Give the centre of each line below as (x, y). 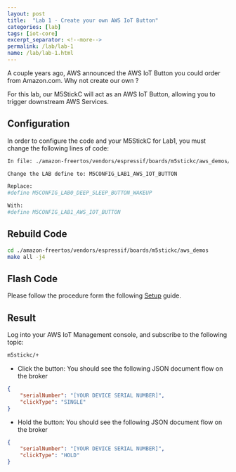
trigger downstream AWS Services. (58, 101)
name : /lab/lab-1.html (40, 53)
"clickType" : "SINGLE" (53, 402)
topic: (15, 343)
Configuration (39, 124)
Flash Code (33, 279)
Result (22, 318)
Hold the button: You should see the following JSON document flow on (120, 422)
